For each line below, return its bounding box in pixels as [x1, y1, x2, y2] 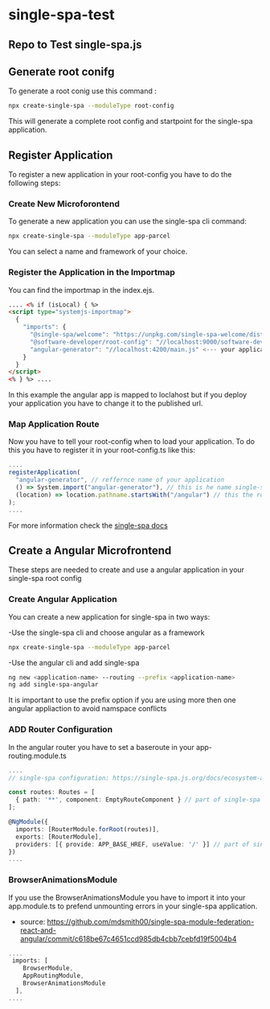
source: [19, 916, 46, 926]
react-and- [19, 925, 56, 935]
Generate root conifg [8, 64, 115, 78]
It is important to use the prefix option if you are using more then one [8, 695, 236, 705]
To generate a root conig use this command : [8, 86, 157, 96]
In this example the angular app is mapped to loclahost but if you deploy [8, 390, 247, 400]
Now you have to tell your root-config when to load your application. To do [8, 437, 256, 447]
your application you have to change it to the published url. [8, 398, 203, 408]
